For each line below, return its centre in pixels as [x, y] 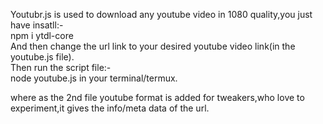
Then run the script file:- [61, 67]
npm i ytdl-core [42, 35]
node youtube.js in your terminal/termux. [94, 78]
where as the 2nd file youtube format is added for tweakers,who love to [157, 97]
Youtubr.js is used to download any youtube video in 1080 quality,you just [161, 14]
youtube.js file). [42, 57]
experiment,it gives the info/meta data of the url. [110, 108]
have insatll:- [37, 25]
